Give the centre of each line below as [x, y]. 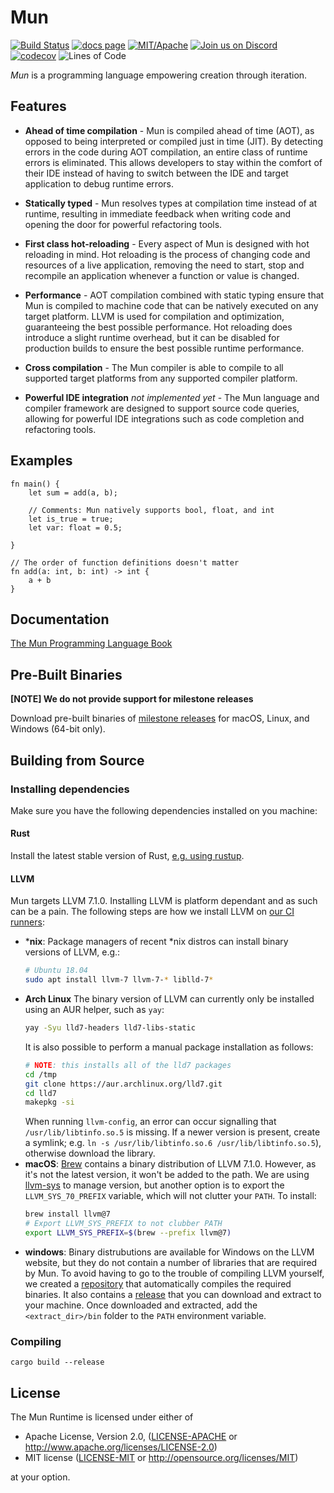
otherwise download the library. [90, 1153]
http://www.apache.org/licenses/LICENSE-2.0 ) [121, 1447]
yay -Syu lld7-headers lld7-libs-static [110, 1028]
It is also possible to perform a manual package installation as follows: [169, 1047]
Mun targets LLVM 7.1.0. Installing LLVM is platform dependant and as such [164, 901]
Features [38, 106]
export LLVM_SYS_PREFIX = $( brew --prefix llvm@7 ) [128, 1233]
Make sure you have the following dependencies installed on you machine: [164, 810]
